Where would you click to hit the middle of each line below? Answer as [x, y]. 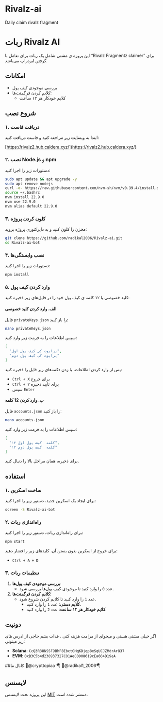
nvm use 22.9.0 [20, 202]
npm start [15, 542]
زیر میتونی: [15, 641]
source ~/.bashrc [23, 193]
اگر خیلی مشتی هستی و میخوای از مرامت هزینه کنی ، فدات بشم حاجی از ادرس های [81, 636]
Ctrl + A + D [25, 561]
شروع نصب [21, 113]
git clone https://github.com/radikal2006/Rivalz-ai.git [64, 238]
